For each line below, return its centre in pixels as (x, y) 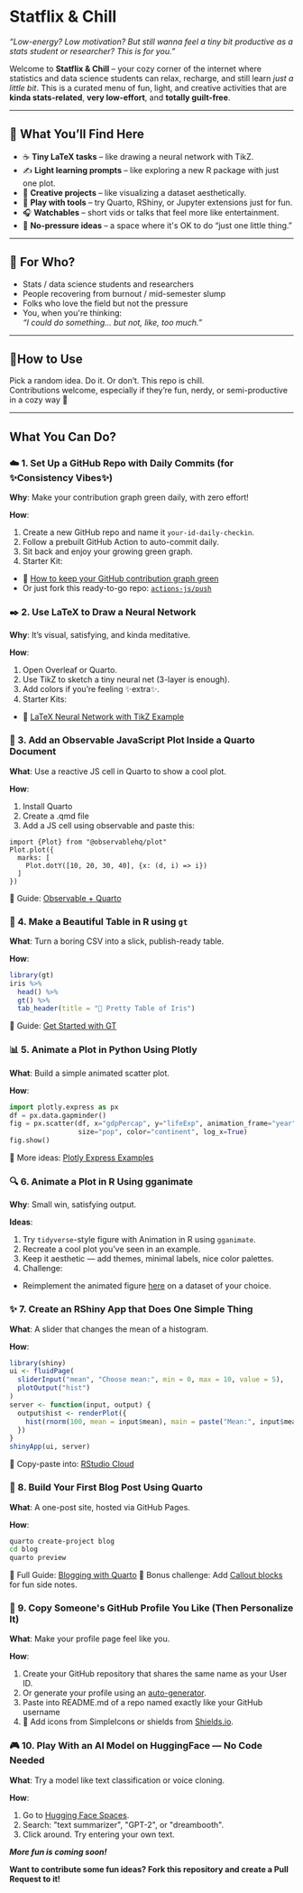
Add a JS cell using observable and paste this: (109, 825)
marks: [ (34, 858)
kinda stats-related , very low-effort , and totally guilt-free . (120, 97)
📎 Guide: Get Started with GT (63, 1026)
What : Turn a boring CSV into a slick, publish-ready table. (117, 941)
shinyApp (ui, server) (50, 1447)
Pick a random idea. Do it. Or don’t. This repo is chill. (107, 381)
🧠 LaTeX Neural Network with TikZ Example (103, 717)
